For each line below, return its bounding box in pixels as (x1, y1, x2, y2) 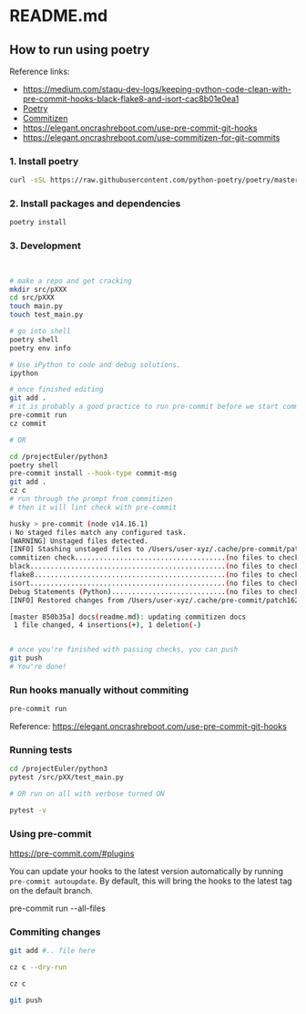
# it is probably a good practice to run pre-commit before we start (9, 402, 280, 412)
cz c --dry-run (9, 963, 67, 972)
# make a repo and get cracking (9, 276, 132, 286)
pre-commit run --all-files (9, 903, 107, 914)
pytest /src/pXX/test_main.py (9, 773, 125, 782)
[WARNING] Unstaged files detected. (9, 536, 148, 546)
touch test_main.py (9, 310, 84, 319)
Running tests (9, 743, 73, 756)
